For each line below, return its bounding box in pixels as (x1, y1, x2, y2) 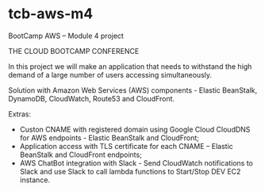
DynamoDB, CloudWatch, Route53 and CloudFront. (8, 94, 175, 103)
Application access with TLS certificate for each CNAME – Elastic (19, 141, 234, 151)
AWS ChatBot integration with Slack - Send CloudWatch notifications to (19, 158, 254, 167)
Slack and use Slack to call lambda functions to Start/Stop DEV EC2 (19, 166, 241, 176)
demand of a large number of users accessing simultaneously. (8, 70, 213, 79)
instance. (19, 175, 50, 185)
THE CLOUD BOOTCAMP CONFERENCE (8, 46, 140, 55)
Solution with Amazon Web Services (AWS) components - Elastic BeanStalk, (8, 85, 258, 95)
